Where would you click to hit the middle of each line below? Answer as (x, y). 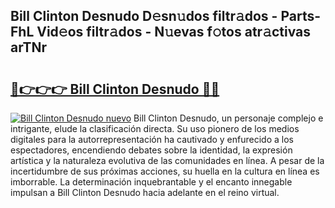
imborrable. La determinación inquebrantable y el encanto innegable (151, 182)
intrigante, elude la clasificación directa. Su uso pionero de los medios (155, 128)
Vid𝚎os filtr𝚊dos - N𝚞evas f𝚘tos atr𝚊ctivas (174, 32)
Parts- (301, 16)
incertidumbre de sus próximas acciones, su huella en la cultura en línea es (165, 171)
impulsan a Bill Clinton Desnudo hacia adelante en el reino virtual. (145, 192)
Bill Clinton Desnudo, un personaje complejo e (228, 118)
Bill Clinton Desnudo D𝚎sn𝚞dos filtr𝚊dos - (144, 16)
